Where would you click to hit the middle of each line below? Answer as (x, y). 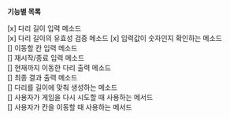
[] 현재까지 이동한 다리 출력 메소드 (59, 68)
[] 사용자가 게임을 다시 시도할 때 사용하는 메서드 (80, 97)
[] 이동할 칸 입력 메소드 (43, 48)
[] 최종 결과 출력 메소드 (43, 78)
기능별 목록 (24, 11)
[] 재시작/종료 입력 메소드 (46, 58)
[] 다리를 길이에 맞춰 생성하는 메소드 (63, 87)
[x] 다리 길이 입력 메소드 (45, 28)
